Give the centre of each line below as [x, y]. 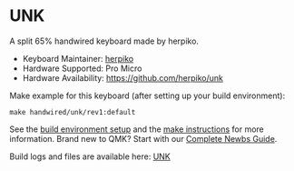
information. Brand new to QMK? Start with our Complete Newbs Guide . [143, 138]
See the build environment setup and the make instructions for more [137, 129]
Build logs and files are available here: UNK [90, 156]
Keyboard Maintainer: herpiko [78, 58]
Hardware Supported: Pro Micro [82, 68]
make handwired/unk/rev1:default [73, 112]
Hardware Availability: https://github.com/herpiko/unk [123, 77]
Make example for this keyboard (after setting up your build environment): [147, 96]
